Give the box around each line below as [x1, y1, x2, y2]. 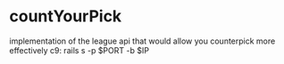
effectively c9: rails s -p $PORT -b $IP [9, 44, 150, 55]
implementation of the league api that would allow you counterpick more [9, 36, 276, 46]
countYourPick [9, 6, 122, 27]
